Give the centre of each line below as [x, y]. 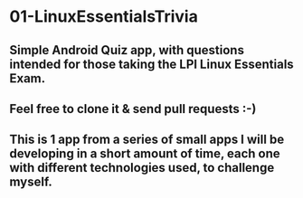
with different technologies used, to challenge [142, 168]
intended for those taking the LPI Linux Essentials [151, 64]
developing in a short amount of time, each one [145, 154]
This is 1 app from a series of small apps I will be [147, 140]
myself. [31, 182]
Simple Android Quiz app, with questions [127, 50]
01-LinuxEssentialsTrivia [104, 17]
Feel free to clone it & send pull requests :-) [133, 109]
